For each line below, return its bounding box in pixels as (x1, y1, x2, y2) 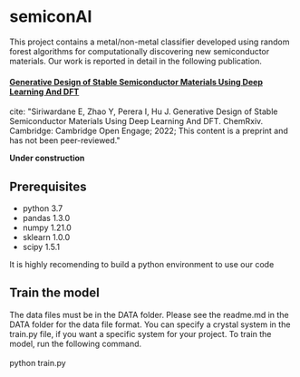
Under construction (9, 152, 85, 164)
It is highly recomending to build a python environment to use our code (9, 258, 275, 269)
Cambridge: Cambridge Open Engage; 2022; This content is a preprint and (9, 125, 288, 137)
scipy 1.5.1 (22, 241, 61, 252)
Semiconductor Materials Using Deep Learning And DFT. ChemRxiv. (9, 116, 264, 127)
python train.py (9, 357, 66, 368)
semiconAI (9, 6, 92, 27)
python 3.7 (22, 202, 63, 214)
